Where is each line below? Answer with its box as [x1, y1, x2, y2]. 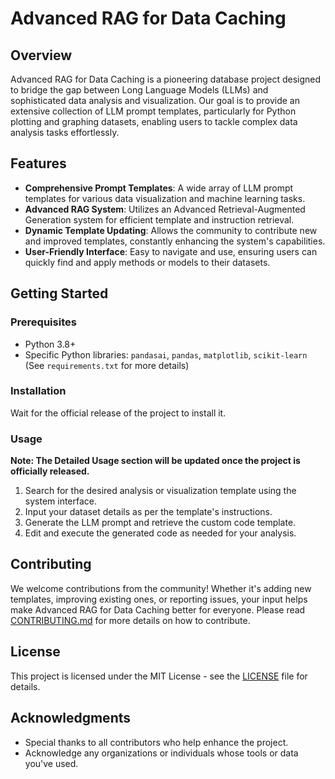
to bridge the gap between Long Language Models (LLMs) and [10, 84, 269, 96]
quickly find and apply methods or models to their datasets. [24, 256, 271, 268]
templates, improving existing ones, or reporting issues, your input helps [10, 593, 308, 605]
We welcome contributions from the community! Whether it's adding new [10, 582, 312, 594]
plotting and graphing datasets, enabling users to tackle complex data [10, 116, 298, 127]
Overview [10, 47, 73, 64]
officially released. [10, 465, 90, 477]
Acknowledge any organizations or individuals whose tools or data [24, 747, 299, 759]
